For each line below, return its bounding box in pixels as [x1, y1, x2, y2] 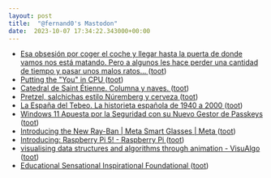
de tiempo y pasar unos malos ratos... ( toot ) [19, 66, 167, 76]
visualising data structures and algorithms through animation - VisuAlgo [19, 143, 260, 154]
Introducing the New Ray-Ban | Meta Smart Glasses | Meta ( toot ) [19, 126, 237, 136]
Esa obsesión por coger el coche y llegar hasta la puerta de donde [19, 49, 243, 59]
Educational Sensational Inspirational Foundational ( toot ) [19, 161, 209, 171]
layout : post [8, 11, 53, 20]
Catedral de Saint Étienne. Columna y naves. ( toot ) [19, 83, 189, 93]
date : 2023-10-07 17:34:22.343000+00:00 [8, 27, 151, 35]
